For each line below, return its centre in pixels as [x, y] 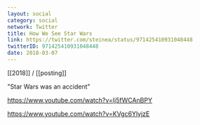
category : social [33, 20]
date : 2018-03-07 [33, 53]
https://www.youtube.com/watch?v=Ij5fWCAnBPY [80, 100]
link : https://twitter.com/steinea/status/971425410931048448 [100, 40]
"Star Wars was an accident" [49, 86]
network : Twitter [33, 27]
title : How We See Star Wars [50, 33]
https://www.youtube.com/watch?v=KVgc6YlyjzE [79, 114]
